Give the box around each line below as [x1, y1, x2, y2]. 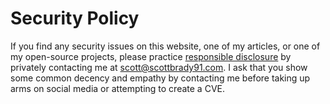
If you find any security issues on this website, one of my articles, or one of [10, 40, 321, 52]
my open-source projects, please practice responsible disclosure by [10, 50, 292, 62]
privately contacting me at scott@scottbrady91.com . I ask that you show [10, 61, 308, 73]
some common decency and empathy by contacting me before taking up [10, 72, 311, 84]
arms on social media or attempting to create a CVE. [10, 82, 225, 94]
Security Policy [10, 7, 140, 30]
